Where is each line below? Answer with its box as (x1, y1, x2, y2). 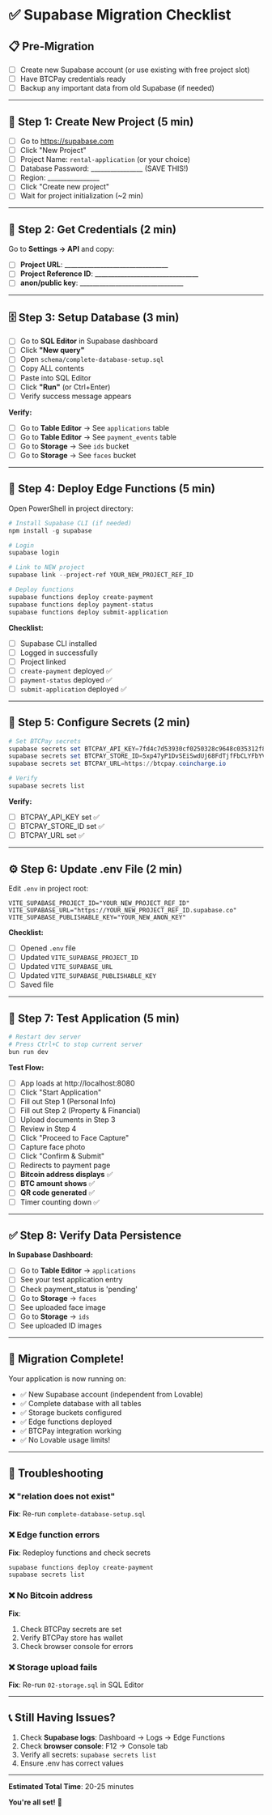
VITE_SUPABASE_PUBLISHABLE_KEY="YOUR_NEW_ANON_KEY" (8, 913, 186, 921)
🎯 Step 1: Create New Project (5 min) (8, 115, 194, 129)
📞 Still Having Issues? (8, 1711, 116, 1725)
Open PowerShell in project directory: (8, 504, 134, 513)
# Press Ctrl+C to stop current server (8, 1040, 143, 1048)
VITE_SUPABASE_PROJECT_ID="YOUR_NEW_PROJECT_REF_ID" (8, 899, 190, 907)
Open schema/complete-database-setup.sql (19, 355, 164, 364)
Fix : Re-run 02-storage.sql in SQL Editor (8, 1680, 144, 1690)
